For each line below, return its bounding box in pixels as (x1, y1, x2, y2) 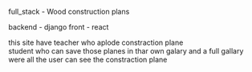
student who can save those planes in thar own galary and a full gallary (8, 46, 244, 55)
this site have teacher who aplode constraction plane (8, 38, 184, 47)
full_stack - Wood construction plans (8, 7, 130, 16)
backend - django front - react (8, 22, 109, 31)
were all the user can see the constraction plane (8, 55, 168, 64)
